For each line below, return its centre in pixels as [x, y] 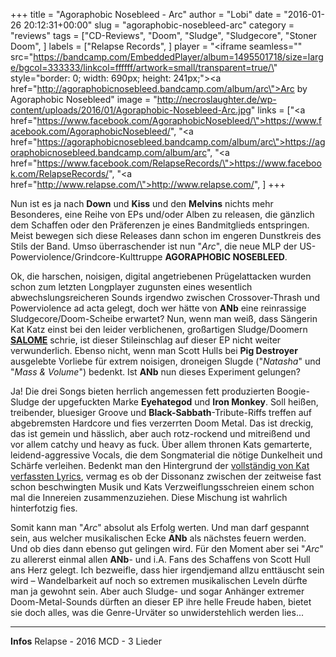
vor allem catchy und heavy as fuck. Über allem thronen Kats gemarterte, [161, 444]
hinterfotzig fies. [44, 508]
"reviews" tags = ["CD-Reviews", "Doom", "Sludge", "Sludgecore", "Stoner [163, 35]
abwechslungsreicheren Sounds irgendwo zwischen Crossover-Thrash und [165, 297]
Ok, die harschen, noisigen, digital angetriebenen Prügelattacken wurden [161, 276]
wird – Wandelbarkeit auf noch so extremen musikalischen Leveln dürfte [159, 580]
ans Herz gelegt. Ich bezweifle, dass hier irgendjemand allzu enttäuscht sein [167, 570]
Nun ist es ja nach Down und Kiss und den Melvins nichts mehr [142, 203]
